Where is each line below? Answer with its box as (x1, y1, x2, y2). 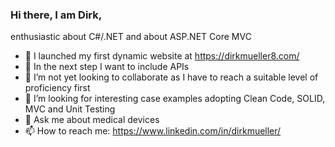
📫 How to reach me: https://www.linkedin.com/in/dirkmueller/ (24, 125, 282, 137)
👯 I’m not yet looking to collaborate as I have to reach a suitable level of (24, 71, 319, 83)
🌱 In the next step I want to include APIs (24, 61, 190, 73)
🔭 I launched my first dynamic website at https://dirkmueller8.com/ (24, 50, 300, 62)
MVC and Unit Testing (24, 103, 116, 115)
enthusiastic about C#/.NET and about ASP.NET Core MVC (10, 31, 252, 43)
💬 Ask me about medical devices (24, 114, 160, 126)
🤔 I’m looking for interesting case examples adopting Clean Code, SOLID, (24, 93, 326, 105)
